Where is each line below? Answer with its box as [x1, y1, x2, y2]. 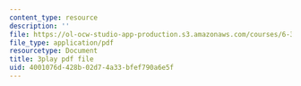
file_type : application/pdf [9, 38, 115, 47]
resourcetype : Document [9, 47, 99, 56]
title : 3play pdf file [9, 55, 94, 64]
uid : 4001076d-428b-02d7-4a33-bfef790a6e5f [9, 64, 175, 73]
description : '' [9, 21, 70, 30]
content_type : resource [9, 13, 99, 22]
